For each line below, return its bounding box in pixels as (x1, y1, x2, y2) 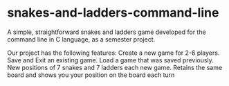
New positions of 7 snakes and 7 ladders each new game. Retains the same (7, 63, 223, 71)
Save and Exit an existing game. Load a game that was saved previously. (7, 55, 214, 64)
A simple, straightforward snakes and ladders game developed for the (7, 28, 206, 36)
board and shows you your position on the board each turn (7, 71, 175, 79)
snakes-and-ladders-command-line (7, 5, 219, 21)
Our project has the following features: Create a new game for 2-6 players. (7, 49, 220, 57)
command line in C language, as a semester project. (7, 35, 156, 43)
